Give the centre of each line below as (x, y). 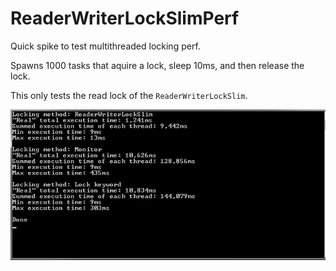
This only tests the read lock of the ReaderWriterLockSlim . (129, 95)
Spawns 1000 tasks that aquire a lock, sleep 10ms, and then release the (157, 65)
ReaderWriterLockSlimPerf (125, 18)
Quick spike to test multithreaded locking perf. (105, 46)
